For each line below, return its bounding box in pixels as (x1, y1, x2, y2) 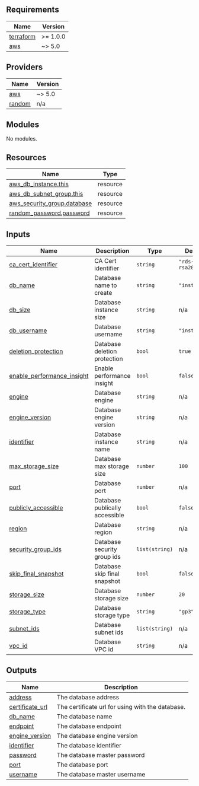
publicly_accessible (9, 504, 63, 512)
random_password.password (9, 209, 90, 217)
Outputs (6, 666, 37, 676)
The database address (56, 693, 120, 701)
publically (94, 504, 121, 512)
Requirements (6, 5, 59, 15)
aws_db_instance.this (9, 180, 69, 189)
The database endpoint (56, 722, 121, 730)
